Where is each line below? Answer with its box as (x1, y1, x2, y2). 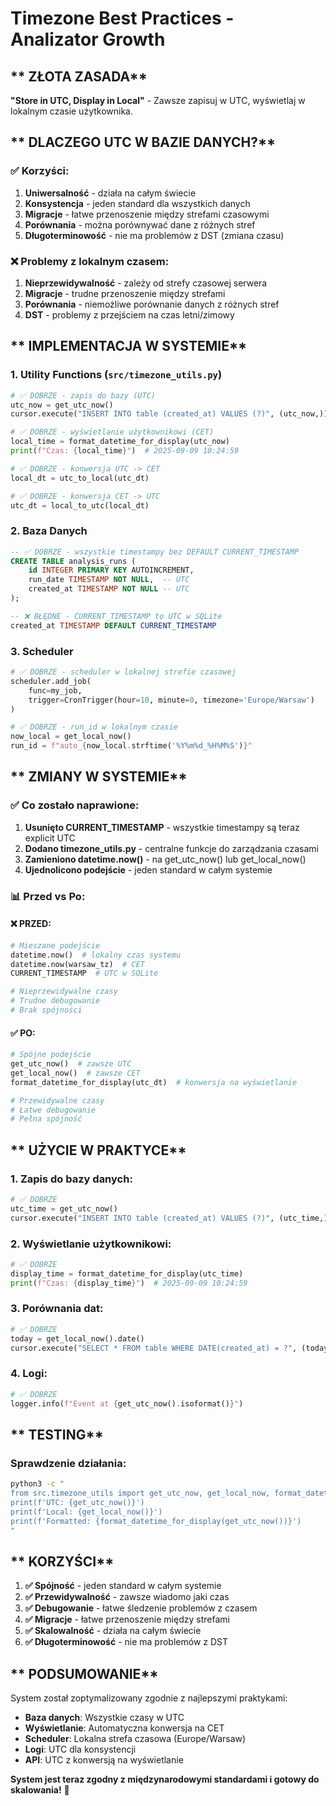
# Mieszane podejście (10, 940, 101, 951)
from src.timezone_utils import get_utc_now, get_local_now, (10, 1488, 271, 1499)
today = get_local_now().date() (10, 1333, 145, 1344)
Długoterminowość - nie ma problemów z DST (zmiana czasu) (24, 229, 285, 241)
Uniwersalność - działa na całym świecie (24, 187, 197, 199)
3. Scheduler (10, 644, 74, 658)
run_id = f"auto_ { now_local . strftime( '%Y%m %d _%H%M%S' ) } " (10, 741, 253, 751)
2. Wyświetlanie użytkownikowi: (10, 1237, 172, 1251)
